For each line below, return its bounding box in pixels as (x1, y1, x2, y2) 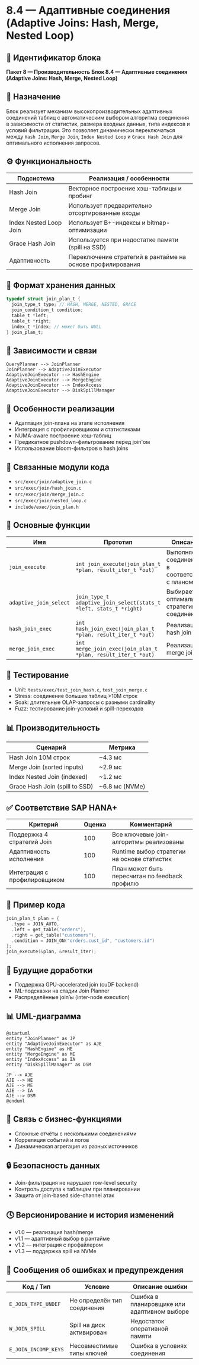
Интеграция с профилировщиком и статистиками (14, 426, 141, 433)
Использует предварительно (68, 201, 152, 209)
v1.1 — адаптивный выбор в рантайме (14, 1235, 110, 1242)
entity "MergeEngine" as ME (6, 1051, 76, 1057)
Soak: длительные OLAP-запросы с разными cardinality (14, 699, 155, 706)
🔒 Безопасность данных (6, 1161, 101, 1171)
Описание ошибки (133, 1283, 188, 1291)
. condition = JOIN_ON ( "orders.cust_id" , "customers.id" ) (11, 938, 155, 944)
